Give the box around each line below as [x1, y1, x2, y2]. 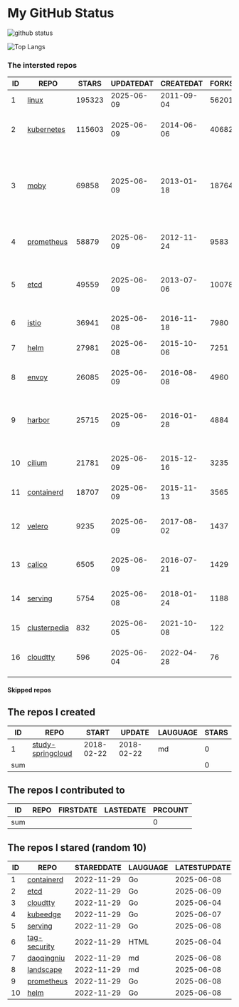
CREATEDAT [160, 78, 203, 88]
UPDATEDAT [110, 78, 154, 88]
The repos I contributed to [7, 784, 126, 797]
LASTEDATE [104, 805, 147, 815]
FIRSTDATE [58, 805, 98, 815]
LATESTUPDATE [175, 863, 231, 873]
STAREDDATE [74, 863, 122, 873]
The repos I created [7, 706, 96, 718]
